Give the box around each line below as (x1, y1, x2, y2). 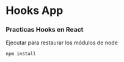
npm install (5, 51, 36, 57)
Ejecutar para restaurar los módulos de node (5, 39, 119, 46)
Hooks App (5, 4, 64, 18)
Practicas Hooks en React (5, 26, 84, 34)
